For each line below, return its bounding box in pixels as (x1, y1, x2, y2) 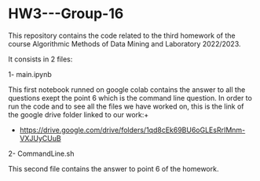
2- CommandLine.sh (8, 149, 75, 158)
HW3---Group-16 (8, 5, 124, 23)
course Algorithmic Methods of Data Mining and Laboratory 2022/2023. (8, 39, 241, 48)
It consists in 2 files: (8, 54, 73, 64)
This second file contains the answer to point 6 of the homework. (8, 164, 219, 173)
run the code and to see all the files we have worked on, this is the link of (8, 102, 245, 111)
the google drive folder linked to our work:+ (8, 109, 149, 119)
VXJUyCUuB (19, 133, 61, 142)
